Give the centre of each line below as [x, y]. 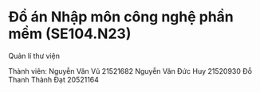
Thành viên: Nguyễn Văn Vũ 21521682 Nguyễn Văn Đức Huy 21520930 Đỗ [130, 71]
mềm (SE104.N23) [70, 34]
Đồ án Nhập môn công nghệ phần [121, 17]
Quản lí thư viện [34, 56]
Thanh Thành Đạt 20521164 [54, 79]
